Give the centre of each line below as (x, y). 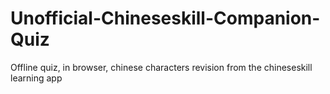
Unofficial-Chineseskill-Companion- (165, 18)
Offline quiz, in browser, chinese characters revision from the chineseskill (161, 67)
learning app (36, 78)
